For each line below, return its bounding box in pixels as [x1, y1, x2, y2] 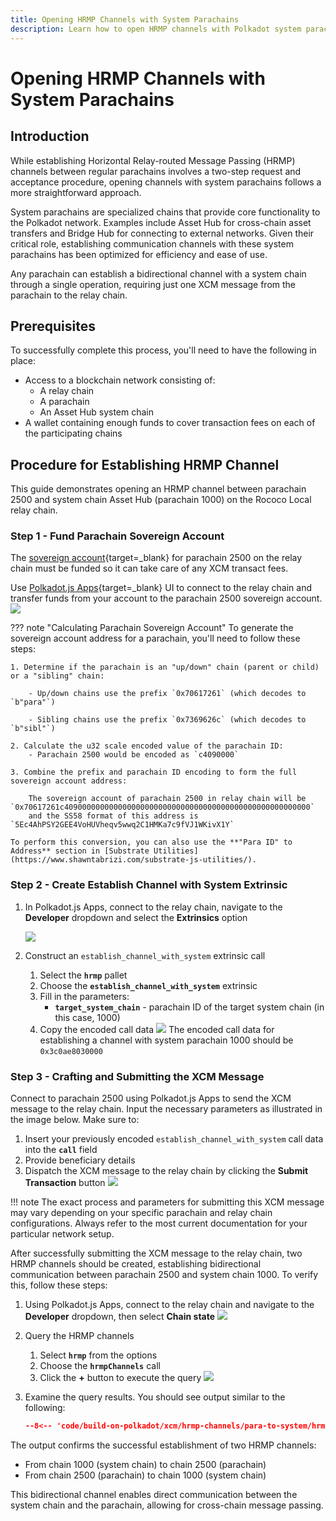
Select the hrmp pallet [39, 969, 128, 981]
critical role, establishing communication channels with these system [10, 237, 294, 250]
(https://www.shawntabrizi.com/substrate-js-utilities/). [10, 855, 257, 865]
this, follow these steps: [10, 1279, 108, 1291]
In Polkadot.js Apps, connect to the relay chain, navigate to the [24, 901, 283, 913]
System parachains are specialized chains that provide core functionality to [10, 206, 321, 218]
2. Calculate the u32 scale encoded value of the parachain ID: [10, 741, 284, 751]
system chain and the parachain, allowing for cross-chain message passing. [10, 1499, 324, 1511]
